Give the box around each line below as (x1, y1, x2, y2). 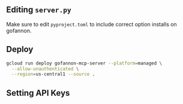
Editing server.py (6, 5, 72, 15)
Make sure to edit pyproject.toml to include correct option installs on (6, 20, 177, 27)
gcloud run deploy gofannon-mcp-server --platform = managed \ (6, 60, 163, 66)
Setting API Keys (6, 88, 70, 98)
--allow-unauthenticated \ (11, 66, 79, 72)
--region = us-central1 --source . (11, 71, 95, 77)
